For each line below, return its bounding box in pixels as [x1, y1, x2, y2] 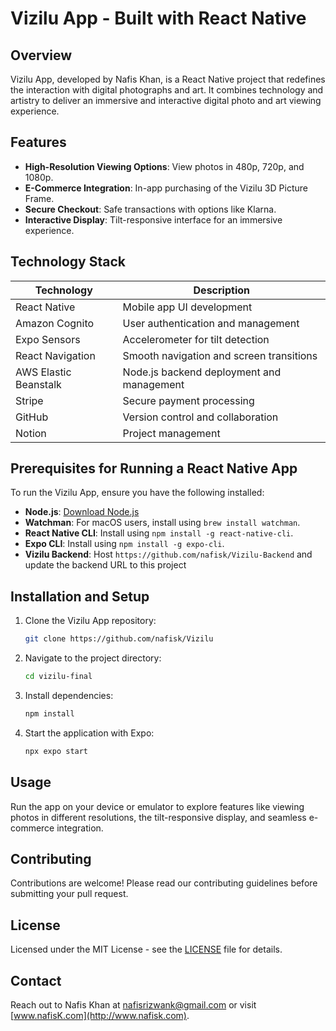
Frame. [24, 192, 55, 204]
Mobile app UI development [122, 300, 253, 314]
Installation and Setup [10, 588, 150, 605]
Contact [10, 972, 62, 989]
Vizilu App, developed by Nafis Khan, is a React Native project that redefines [10, 73, 326, 85]
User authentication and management [122, 316, 300, 330]
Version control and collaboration [122, 410, 279, 424]
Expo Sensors [15, 332, 81, 346]
